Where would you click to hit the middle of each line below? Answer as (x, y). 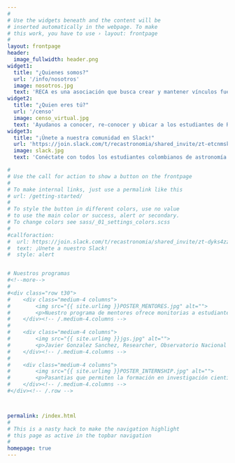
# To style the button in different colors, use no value (93, 209)
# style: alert (31, 255)
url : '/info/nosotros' (47, 79)
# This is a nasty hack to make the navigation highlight (93, 429)
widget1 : (20, 66)
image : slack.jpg (39, 151)
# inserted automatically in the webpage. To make (83, 27)
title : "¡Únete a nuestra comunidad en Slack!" (84, 137)
